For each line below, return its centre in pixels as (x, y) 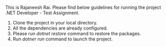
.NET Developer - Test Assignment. (42, 13)
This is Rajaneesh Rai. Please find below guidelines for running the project (83, 7)
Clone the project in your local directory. (55, 23)
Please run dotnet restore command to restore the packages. (77, 33)
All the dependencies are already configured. (60, 28)
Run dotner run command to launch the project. (63, 39)
